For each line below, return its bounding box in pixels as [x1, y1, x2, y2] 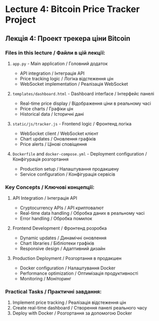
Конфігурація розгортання [12, 156, 69, 162]
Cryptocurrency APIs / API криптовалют [20, 205, 104, 211]
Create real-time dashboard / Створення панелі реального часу [12, 305, 147, 311]
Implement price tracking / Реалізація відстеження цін [12, 299, 126, 305]
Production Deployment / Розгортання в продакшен [12, 255, 122, 261]
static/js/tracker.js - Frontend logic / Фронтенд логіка [12, 120, 132, 126]
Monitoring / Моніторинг [20, 276, 72, 282]
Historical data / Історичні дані [20, 111, 84, 117]
